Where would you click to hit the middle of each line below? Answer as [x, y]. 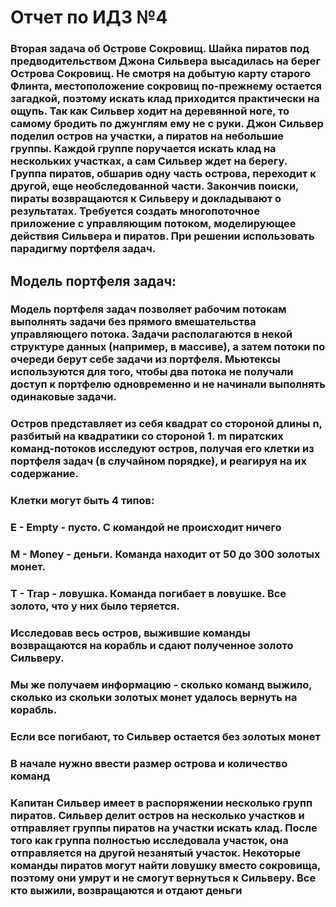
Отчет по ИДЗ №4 [89, 17]
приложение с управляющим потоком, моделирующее [153, 224]
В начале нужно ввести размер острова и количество [149, 763]
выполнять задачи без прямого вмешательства [133, 322]
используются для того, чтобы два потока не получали [152, 372]
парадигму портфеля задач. [83, 249]
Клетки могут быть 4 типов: [82, 501]
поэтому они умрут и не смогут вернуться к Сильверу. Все [163, 878]
